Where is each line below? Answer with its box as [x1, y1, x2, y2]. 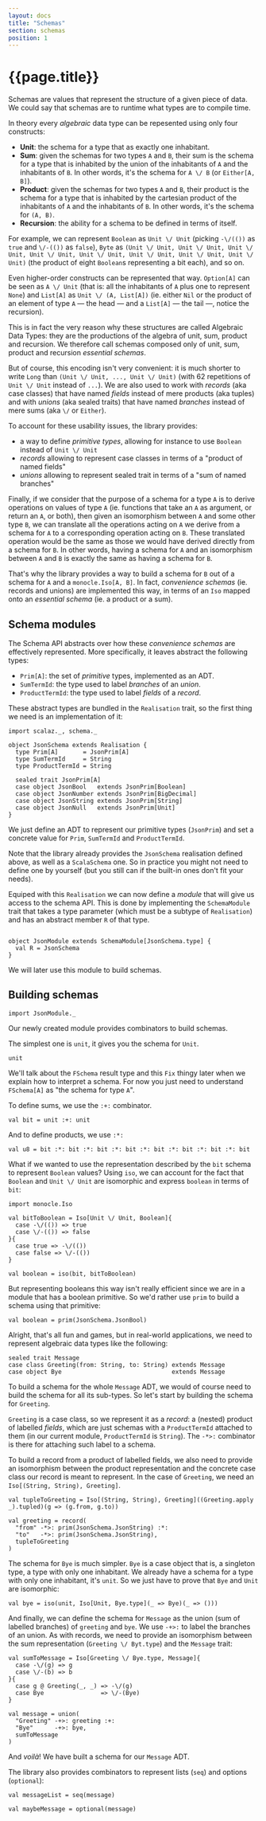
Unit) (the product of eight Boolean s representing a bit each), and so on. [8, 258, 245, 268]
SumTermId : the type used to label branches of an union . [19, 679, 201, 689]
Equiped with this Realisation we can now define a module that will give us [8, 890, 255, 899]
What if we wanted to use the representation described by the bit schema [8, 1159, 252, 1169]
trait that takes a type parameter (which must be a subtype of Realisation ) [8, 907, 253, 916]
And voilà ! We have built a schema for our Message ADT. [8, 1752, 190, 1761]
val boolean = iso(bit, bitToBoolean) [8, 1270, 137, 1278]
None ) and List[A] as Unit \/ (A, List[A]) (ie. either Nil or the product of [8, 290, 253, 300]
